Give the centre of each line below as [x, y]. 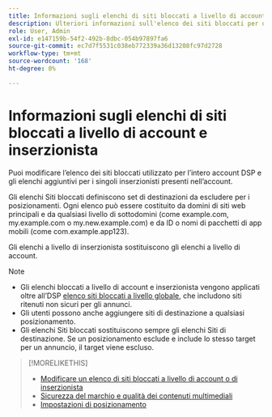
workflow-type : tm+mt [45, 53]
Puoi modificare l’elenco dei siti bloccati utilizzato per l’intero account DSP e [135, 172]
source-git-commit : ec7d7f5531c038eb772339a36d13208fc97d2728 [115, 46]
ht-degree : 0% [32, 69]
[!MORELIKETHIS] [58, 363]
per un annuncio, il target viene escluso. [87, 347]
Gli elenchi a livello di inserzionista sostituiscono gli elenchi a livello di [124, 247]
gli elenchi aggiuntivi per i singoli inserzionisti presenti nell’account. [121, 181]
